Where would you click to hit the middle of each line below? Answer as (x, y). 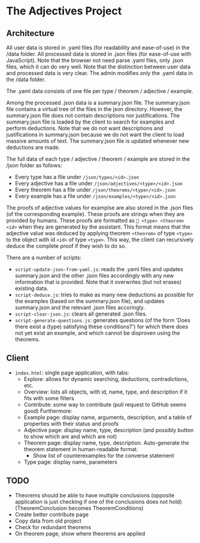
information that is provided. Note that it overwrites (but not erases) (98, 282)
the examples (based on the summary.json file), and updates (90, 301)
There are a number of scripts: (44, 257)
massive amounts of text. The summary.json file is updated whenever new (98, 141)
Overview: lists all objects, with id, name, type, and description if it (105, 392)
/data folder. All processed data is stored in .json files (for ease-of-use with (99, 54)
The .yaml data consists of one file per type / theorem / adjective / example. (100, 91)
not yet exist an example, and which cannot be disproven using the (97, 333)
